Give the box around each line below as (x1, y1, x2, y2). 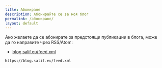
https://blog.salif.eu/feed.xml (5, 58, 71, 64)
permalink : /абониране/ (5, 16, 54, 21)
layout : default (5, 21, 38, 26)
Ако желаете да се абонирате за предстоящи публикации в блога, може (5, 34, 158, 40)
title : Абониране (5, 7, 41, 12)
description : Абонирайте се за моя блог (5, 12, 89, 17)
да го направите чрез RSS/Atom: (5, 40, 73, 45)
